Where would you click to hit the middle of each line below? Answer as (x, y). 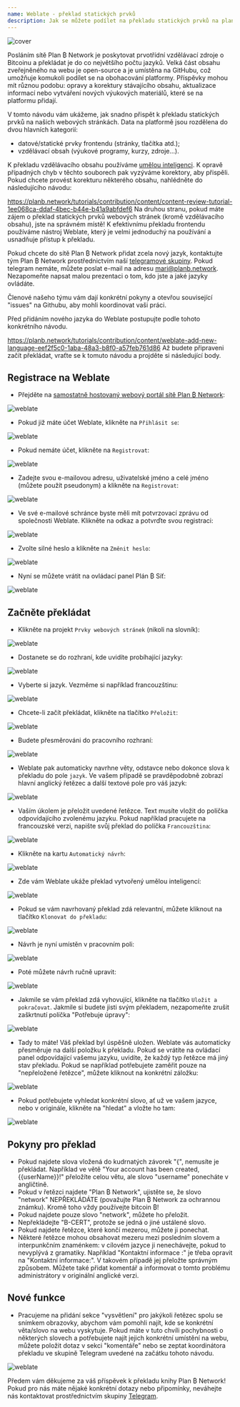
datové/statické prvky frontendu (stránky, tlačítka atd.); (99, 143)
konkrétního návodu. (37, 326)
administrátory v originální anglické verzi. (78, 1275)
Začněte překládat (49, 612)
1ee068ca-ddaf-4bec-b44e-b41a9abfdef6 (70, 209)
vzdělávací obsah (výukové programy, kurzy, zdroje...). (99, 151)
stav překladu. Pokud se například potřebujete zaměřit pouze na (112, 1066)
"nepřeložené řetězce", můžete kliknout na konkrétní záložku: (108, 1073)
